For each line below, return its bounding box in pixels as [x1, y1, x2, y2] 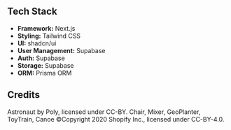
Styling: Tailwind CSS [17, 31, 81, 40]
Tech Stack [7, 6, 57, 17]
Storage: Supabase [17, 61, 74, 69]
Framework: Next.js [17, 24, 76, 32]
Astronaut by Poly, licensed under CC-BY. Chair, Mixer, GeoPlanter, [7, 108, 201, 116]
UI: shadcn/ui [17, 38, 57, 48]
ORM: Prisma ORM [17, 68, 72, 77]
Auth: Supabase [17, 54, 65, 62]
